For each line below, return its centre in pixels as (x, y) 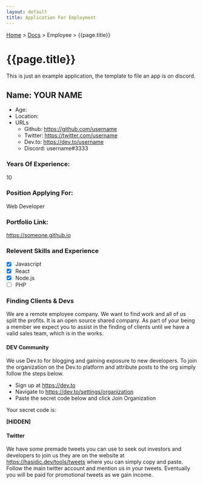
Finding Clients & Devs (40, 301)
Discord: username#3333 (56, 149)
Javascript (28, 264)
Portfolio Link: (27, 222)
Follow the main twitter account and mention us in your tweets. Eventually (98, 468)
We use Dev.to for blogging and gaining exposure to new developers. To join (101, 361)
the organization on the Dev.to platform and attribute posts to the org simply (101, 367)
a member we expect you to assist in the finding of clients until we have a (98, 327)
